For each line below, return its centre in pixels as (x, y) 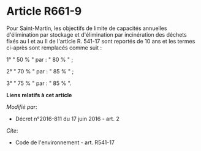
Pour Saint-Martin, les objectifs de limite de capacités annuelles (87, 28)
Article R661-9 (44, 11)
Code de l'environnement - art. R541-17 (65, 142)
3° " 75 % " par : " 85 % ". (39, 83)
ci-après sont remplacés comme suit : (54, 48)
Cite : (12, 130)
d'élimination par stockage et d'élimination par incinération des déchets (97, 34)
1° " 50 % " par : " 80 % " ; (40, 59)
